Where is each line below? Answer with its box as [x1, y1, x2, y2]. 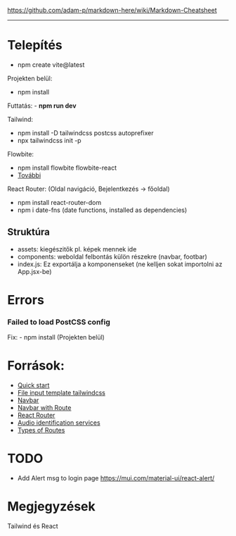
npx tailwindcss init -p [17, 136, 82, 144]
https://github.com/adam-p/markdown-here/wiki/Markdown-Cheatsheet [7, 6, 218, 14]
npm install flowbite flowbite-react [17, 163, 117, 172]
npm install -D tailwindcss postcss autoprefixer [17, 128, 154, 137]
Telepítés [7, 37, 63, 54]
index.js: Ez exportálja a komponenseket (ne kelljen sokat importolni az [17, 260, 223, 268]
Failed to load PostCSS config [7, 317, 110, 327]
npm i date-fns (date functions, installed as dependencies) [17, 206, 188, 214]
